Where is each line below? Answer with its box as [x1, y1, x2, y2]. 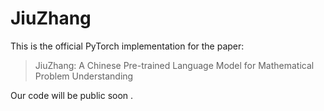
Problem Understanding [34, 70, 134, 82]
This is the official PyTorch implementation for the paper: [10, 40, 245, 52]
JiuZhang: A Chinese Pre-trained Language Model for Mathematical [34, 59, 315, 71]
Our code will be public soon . [10, 89, 134, 101]
